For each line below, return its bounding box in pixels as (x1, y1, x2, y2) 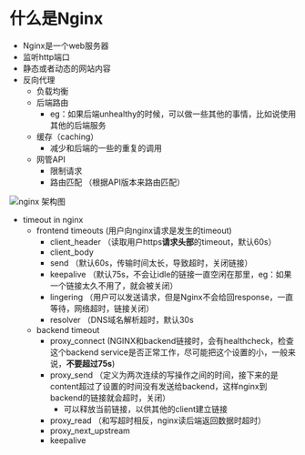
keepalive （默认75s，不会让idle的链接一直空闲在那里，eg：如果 (49, 268, 292, 279)
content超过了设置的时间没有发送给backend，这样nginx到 (49, 380, 268, 391)
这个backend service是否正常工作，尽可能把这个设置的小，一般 (49, 347, 289, 358)
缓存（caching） (36, 131, 99, 142)
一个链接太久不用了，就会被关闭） (49, 279, 178, 291)
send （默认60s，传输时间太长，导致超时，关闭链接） (49, 257, 253, 268)
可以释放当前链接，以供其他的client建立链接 (63, 403, 228, 414)
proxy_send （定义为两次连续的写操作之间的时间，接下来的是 (49, 369, 280, 380)
